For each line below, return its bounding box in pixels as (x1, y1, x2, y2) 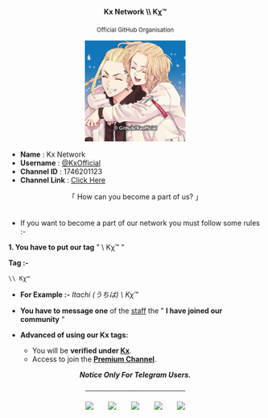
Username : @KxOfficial (19, 157, 101, 168)
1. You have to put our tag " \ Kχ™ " (8, 242, 125, 252)
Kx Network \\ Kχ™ (103, 7, 167, 16)
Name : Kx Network (19, 149, 86, 159)
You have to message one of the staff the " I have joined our (19, 306, 223, 316)
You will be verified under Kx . (31, 345, 132, 355)
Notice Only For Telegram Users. (79, 370, 192, 379)
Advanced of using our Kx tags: (19, 330, 129, 340)
